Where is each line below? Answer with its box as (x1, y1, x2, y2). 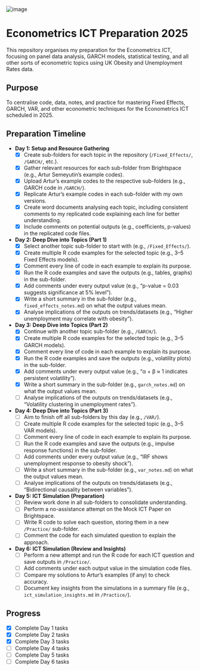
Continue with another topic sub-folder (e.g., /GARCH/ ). (23, 328, 158, 335)
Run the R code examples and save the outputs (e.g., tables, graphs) (23, 269, 193, 277)
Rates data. (6, 65, 34, 72)
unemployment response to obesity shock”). (23, 460, 133, 467)
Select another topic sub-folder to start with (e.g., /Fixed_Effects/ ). (23, 242, 191, 250)
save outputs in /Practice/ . (23, 558, 91, 565)
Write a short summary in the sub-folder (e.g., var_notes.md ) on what (23, 466, 193, 473)
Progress (6, 608, 41, 619)
